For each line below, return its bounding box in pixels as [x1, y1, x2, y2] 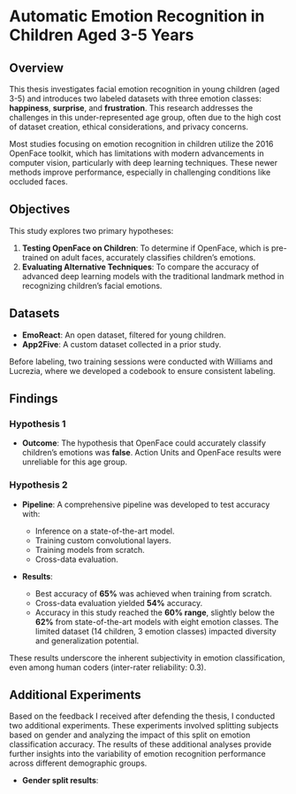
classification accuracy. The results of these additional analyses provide [9, 739, 272, 750]
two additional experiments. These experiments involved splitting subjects [9, 720, 279, 731]
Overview [9, 60, 65, 75]
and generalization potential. [34, 635, 140, 646]
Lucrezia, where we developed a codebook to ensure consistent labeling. [9, 365, 276, 376]
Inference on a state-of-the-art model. [34, 525, 175, 536]
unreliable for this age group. [21, 456, 128, 467]
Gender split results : [21, 775, 99, 786]
